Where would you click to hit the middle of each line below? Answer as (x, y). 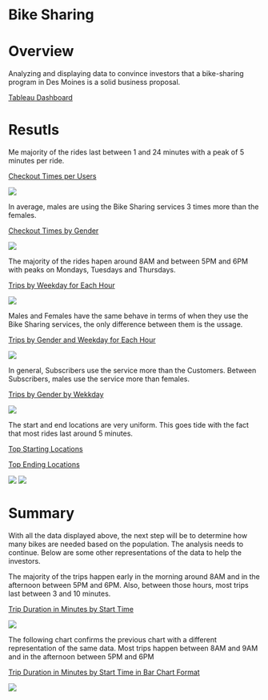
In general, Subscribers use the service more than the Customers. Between (132, 371)
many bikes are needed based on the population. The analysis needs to (126, 544)
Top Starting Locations (46, 449)
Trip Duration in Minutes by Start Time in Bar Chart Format (104, 672)
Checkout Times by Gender (54, 231)
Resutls (34, 130)
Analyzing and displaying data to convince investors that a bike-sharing (126, 74)
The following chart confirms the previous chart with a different (113, 640)
